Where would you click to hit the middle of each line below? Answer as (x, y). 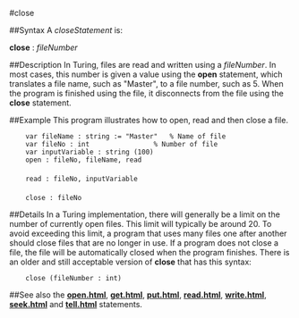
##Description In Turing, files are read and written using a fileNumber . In (143, 65)
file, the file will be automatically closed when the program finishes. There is (149, 252)
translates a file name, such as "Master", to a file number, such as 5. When (146, 84)
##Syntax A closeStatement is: (66, 30)
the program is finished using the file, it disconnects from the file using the (146, 93)
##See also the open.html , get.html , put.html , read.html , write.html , (138, 295)
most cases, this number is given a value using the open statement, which (146, 74)
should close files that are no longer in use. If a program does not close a (144, 243)
